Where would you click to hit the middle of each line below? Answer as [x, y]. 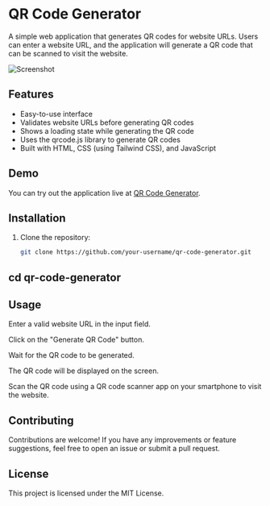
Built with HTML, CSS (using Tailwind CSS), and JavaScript [118, 148]
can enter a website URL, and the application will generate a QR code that [131, 44]
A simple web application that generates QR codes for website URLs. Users [133, 36]
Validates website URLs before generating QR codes [107, 122]
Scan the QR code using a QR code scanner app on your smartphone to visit [135, 387]
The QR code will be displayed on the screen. [84, 371]
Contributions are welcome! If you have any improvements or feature [123, 440]
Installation [37, 218]
